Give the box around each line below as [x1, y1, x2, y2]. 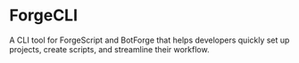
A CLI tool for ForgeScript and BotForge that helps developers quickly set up [9, 35, 290, 45]
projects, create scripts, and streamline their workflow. [9, 43, 210, 54]
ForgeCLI [9, 5, 79, 26]
